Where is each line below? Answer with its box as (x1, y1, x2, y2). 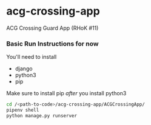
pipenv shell (6, 107, 39, 113)
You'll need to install (6, 53, 57, 61)
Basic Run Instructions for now (6, 39, 99, 48)
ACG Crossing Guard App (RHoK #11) (6, 24, 99, 32)
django (15, 65, 33, 72)
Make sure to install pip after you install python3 (6, 90, 127, 97)
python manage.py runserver (6, 112, 78, 119)
